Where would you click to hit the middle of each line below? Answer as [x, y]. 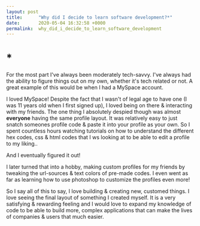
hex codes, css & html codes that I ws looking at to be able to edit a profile [98, 137]
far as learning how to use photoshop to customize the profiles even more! [98, 180]
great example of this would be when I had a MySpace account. [85, 88]
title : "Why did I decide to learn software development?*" [89, 17]
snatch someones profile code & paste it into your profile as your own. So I [98, 125]
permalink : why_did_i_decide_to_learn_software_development [84, 28]
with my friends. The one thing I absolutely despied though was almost [94, 112]
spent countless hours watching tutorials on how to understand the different [100, 131]
